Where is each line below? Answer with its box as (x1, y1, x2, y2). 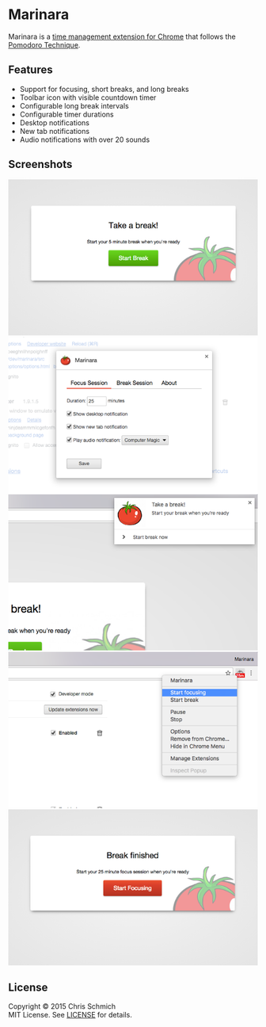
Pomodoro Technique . (8, 40, 81, 49)
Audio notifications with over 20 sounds (19, 135, 150, 144)
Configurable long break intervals (19, 101, 129, 110)
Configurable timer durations (19, 109, 114, 119)
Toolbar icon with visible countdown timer (19, 93, 157, 102)
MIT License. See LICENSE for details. (8, 1010, 132, 1020)
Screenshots (8, 158, 73, 171)
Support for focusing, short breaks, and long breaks (19, 84, 189, 94)
